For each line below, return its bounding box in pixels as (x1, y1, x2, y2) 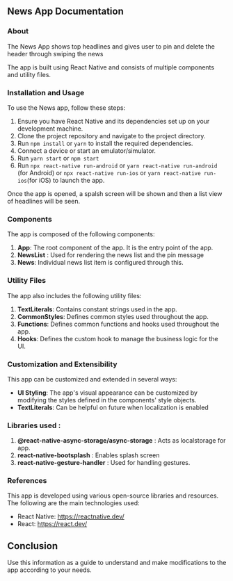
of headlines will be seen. (7, 197, 81, 205)
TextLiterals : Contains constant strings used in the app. (17, 305, 177, 313)
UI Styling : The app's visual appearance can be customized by (17, 388, 198, 397)
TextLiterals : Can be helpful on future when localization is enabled (17, 403, 209, 411)
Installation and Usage (7, 88, 85, 97)
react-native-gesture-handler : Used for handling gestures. (17, 459, 191, 467)
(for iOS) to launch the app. (26, 176, 105, 184)
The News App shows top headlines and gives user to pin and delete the (7, 42, 216, 51)
